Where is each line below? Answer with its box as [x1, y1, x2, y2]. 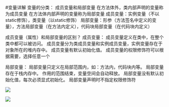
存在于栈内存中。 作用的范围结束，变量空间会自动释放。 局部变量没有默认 [5, 70, 159, 76]
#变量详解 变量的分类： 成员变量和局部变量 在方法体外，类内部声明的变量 [5, 5, 159, 10]
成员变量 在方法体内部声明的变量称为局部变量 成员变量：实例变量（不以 [9, 11, 159, 17]
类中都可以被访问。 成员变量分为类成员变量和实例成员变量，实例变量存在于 [5, 41, 163, 47]
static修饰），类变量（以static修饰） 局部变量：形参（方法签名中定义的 [5, 17, 152, 23]
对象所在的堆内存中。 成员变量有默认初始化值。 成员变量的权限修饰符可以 [5, 47, 159, 53]
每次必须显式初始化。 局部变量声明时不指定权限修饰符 [22, 77, 136, 83]
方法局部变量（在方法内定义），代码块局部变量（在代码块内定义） [16, 23, 153, 29]
